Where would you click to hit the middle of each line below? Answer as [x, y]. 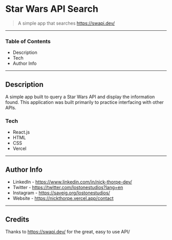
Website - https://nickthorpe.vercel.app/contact [63, 198]
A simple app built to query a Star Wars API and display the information [80, 97]
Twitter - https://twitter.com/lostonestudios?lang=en [68, 188]
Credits [17, 219]
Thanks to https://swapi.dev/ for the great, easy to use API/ [68, 231]
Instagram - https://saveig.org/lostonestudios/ [61, 193]
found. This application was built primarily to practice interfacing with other [84, 102]
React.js [21, 132]
